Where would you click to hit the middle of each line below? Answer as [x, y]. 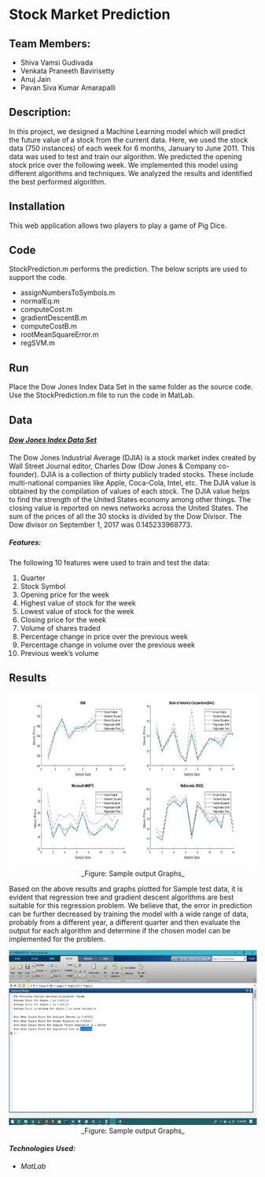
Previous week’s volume [59, 653]
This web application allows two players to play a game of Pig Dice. [118, 225]
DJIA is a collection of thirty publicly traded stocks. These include [147, 474]
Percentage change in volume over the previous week [108, 645]
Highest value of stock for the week [78, 603]
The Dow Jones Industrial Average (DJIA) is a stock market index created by [132, 457]
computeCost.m [46, 310]
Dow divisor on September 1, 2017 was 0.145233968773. [101, 524]
